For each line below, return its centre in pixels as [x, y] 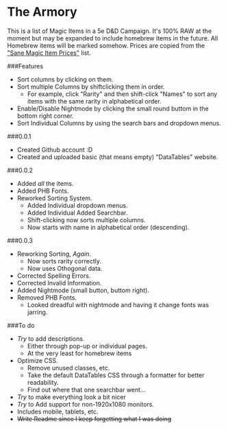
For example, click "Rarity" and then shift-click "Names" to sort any [122, 94]
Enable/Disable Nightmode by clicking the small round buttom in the [113, 108]
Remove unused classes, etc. [68, 368]
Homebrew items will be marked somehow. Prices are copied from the [106, 45]
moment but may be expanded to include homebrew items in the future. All [113, 38]
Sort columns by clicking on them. [65, 79]
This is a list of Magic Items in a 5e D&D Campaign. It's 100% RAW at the [110, 31]
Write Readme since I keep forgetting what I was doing [94, 418]
